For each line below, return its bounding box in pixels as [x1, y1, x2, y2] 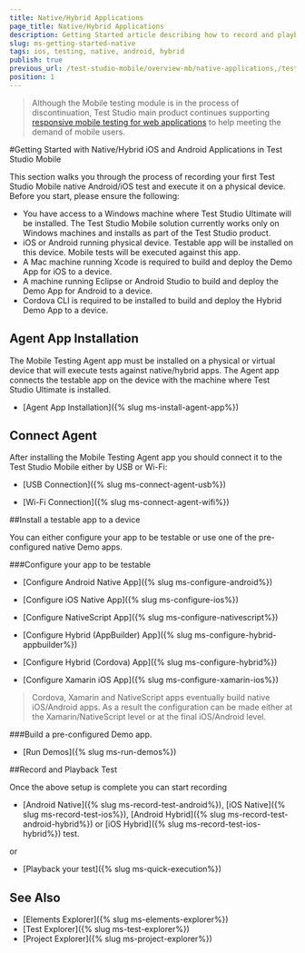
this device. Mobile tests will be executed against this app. [22, 246, 241, 257]
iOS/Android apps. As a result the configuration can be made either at [31, 701, 293, 713]
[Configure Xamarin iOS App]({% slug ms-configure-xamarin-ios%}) [22, 674, 280, 686]
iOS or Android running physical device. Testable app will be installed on [22, 237, 293, 248]
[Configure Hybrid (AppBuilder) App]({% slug [22, 630, 193, 640]
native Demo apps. [52, 541, 123, 552]
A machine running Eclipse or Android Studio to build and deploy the [22, 275, 279, 286]
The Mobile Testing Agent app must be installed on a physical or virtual [9, 355, 275, 366]
